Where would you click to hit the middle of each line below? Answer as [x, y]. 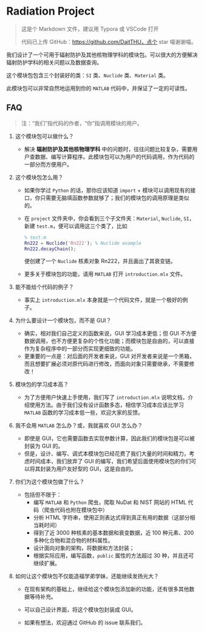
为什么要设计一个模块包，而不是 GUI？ [63, 320]
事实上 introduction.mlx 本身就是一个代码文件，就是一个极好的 [104, 300]
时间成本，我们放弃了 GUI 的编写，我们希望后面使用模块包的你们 [110, 462]
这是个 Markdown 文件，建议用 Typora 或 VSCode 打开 [90, 29]
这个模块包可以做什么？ [44, 136]
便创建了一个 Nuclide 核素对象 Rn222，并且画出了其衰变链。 [100, 261]
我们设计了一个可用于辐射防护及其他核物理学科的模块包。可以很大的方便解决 [102, 54]
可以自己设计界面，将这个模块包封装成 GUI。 [80, 609]
